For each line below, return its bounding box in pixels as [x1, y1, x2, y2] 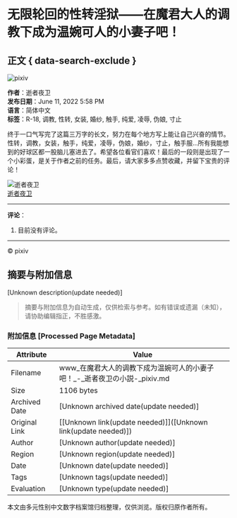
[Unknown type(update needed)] [59, 484, 169, 494]
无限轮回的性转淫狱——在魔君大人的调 [7, 6, 231, 23]
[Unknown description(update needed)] [7, 288, 123, 297]
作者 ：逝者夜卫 [7, 88, 51, 96]
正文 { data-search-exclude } [7, 54, 137, 67]
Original [11, 418, 37, 427]
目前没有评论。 [17, 226, 61, 234]
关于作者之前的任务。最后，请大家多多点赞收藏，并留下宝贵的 [44, 156, 224, 165]
